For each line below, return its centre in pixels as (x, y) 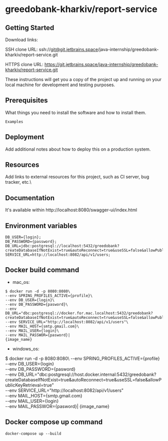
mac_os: (21, 282)
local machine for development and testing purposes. (60, 85)
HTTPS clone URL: (24, 64)
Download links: (22, 40)
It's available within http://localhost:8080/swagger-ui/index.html (71, 210)
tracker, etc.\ (18, 182)
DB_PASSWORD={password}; (31, 242)
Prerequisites (26, 100)
